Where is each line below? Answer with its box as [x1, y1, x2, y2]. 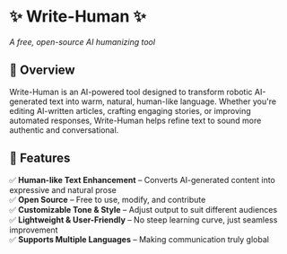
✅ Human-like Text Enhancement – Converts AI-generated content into [9, 174, 276, 185]
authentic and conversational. [9, 124, 119, 136]
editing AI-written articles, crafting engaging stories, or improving [9, 105, 251, 116]
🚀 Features [9, 151, 71, 166]
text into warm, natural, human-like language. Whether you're [48, 96, 276, 107]
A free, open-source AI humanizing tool [9, 36, 155, 47]
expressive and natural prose [9, 184, 117, 195]
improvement [9, 224, 58, 235]
